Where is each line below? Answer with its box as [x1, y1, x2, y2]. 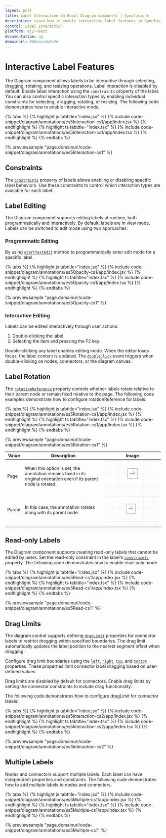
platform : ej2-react [5, 29, 48, 34]
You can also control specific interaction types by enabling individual [5, 93, 145, 99]
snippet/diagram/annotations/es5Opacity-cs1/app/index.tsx [5, 280, 126, 286]
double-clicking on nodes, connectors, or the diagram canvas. [5, 358, 132, 364]
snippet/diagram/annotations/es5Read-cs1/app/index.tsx [5, 585, 121, 591]
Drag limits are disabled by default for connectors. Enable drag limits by [5, 678, 151, 684]
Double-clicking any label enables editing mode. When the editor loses [5, 348, 149, 354]
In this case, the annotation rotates [24, 504, 95, 510]
